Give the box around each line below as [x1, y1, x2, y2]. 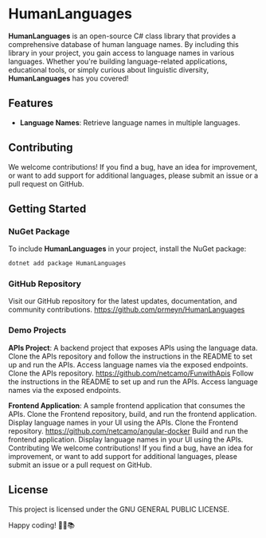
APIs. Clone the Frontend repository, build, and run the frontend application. [8, 409, 257, 418]
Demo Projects [8, 324, 67, 336]
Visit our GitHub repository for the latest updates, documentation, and [8, 296, 237, 306]
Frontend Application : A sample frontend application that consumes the [8, 400, 245, 410]
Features [8, 96, 53, 110]
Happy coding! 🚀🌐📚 [8, 520, 76, 530]
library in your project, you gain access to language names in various [8, 48, 235, 57]
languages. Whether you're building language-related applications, [8, 57, 228, 66]
